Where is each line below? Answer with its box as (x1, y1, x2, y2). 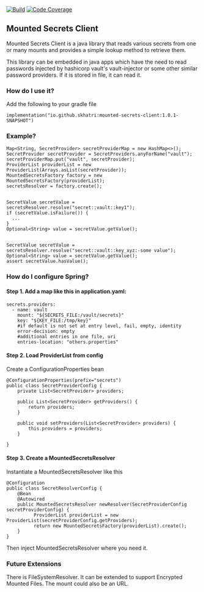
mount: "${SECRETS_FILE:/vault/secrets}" (17, 312, 124, 318)
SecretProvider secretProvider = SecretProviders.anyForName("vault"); (6, 151, 192, 157)
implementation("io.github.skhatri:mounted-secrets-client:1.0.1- (6, 112, 179, 119)
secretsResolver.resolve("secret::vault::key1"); (6, 205, 136, 211)
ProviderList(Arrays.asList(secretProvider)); (6, 167, 127, 173)
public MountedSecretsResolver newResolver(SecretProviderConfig (17, 501, 188, 507)
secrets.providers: (6, 301, 56, 308)
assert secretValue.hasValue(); (6, 258, 89, 265)
